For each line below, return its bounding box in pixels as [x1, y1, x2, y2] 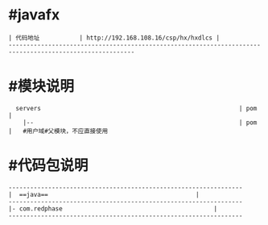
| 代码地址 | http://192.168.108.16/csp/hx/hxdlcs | [8, 34, 220, 42]
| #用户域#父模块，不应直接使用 [8, 127, 109, 135]
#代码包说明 [8, 156, 89, 175]
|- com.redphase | [8, 204, 218, 213]
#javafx [8, 6, 60, 24]
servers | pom [15, 104, 258, 112]
